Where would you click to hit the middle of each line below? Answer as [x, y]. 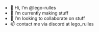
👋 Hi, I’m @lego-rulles [33, 8]
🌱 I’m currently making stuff [39, 13]
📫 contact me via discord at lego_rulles [52, 24]
